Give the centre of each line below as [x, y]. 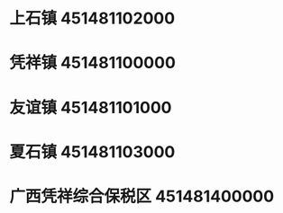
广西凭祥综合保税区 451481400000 [142, 196]
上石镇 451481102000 [92, 18]
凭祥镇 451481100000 [92, 63]
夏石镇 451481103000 [92, 151]
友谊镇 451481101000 [91, 107]
